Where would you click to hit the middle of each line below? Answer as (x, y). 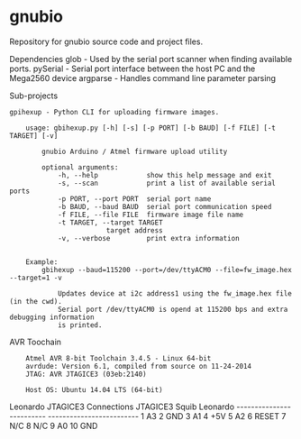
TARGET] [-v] (34, 136)
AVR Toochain (35, 342)
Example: (42, 262)
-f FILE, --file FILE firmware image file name (150, 215)
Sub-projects (34, 96)
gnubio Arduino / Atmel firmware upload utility (135, 151)
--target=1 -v (36, 278)
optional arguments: (80, 167)
